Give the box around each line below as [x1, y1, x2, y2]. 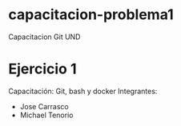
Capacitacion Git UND [8, 32, 81, 41]
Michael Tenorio [19, 110, 74, 120]
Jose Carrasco [19, 101, 70, 111]
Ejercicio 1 [8, 60, 77, 78]
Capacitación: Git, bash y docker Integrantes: [8, 86, 158, 96]
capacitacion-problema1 [8, 6, 174, 24]
